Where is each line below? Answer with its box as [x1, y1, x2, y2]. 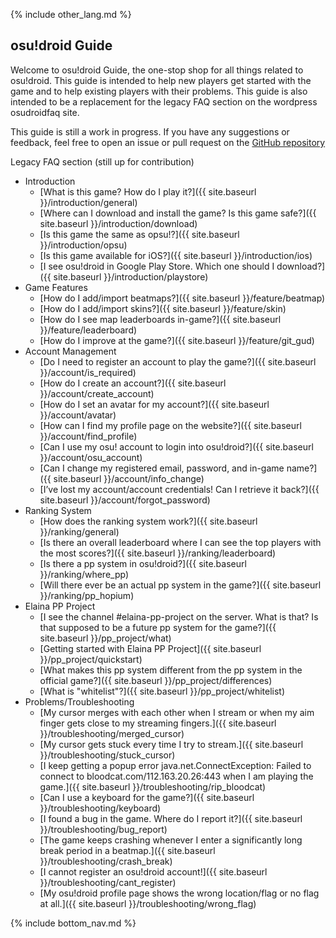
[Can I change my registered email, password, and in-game [39, 462, 285, 474]
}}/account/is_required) [39, 366, 137, 378]
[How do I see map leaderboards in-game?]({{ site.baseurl [39, 313, 282, 325]
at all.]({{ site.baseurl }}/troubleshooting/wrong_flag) [39, 897, 257, 909]
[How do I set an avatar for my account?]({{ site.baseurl [39, 398, 270, 410]
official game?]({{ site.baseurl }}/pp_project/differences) [39, 674, 273, 686]
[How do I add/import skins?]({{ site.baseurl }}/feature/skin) [39, 302, 287, 314]
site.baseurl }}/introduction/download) [39, 217, 198, 229]
